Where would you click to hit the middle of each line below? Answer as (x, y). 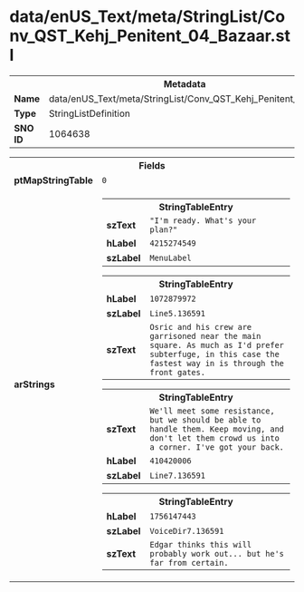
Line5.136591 (177, 313)
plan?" (163, 229)
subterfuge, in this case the (214, 354)
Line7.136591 (177, 475)
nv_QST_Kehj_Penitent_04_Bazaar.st (150, 36)
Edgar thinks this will (200, 544)
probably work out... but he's (217, 553)
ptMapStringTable (53, 180)
